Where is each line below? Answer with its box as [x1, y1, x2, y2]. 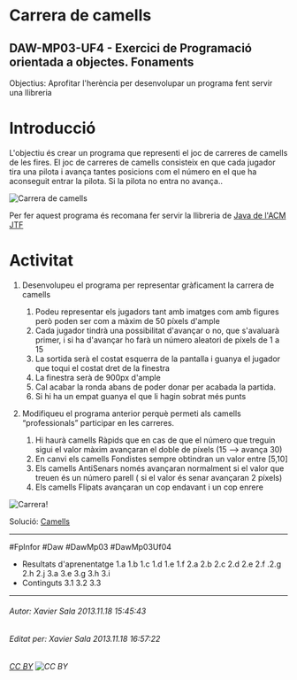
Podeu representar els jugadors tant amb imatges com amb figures [34, 306, 280, 317]
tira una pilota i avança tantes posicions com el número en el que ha [9, 166, 257, 177]
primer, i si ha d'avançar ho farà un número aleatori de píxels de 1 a [34, 334, 280, 345]
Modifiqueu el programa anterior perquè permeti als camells [21, 408, 241, 419]
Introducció [9, 119, 96, 138]
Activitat [9, 251, 73, 271]
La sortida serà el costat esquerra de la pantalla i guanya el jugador [34, 353, 281, 364]
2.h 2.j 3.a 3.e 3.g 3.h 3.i [21, 568, 110, 578]
